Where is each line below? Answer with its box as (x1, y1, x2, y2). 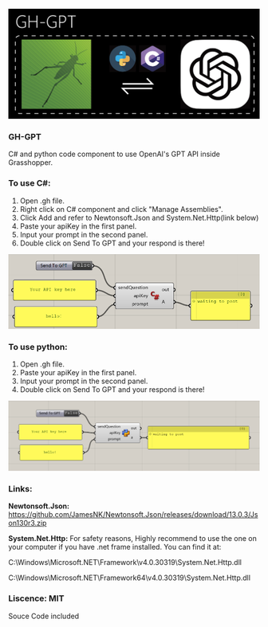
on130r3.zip (8, 519, 47, 528)
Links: (8, 484, 33, 495)
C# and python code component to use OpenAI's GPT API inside (8, 149, 221, 159)
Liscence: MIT (8, 593, 65, 604)
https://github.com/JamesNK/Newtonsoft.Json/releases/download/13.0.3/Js (8, 510, 258, 519)
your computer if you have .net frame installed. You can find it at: (8, 543, 222, 552)
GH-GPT (8, 131, 41, 142)
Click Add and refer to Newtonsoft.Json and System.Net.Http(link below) (19, 213, 259, 222)
